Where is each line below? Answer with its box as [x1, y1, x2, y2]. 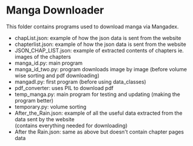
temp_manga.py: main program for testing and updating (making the [14, 91, 181, 98]
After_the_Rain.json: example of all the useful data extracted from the [14, 109, 182, 117]
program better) [14, 97, 54, 104]
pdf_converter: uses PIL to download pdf [14, 84, 114, 91]
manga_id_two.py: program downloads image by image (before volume [14, 65, 187, 72]
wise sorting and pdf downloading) [14, 72, 100, 79]
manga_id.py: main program [14, 59, 83, 67]
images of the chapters [14, 53, 71, 60]
